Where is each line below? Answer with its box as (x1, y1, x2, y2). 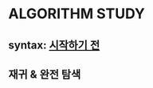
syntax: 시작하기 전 (8, 38, 100, 52)
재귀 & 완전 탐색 (8, 67, 81, 81)
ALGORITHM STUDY (8, 5, 145, 23)
